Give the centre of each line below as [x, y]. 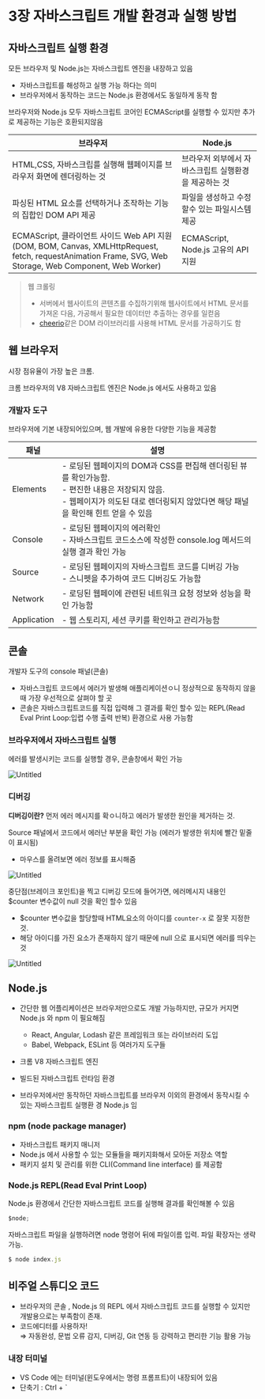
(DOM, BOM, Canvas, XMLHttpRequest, [86, 246]
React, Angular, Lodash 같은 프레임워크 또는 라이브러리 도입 [125, 1035]
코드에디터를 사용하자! [54, 1326]
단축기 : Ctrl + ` [43, 1387]
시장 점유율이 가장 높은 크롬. [51, 371]
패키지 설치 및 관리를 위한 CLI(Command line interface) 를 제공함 [121, 1164]
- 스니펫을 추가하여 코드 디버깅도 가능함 [131, 578]
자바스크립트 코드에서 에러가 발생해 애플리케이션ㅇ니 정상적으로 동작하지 [131, 688]
